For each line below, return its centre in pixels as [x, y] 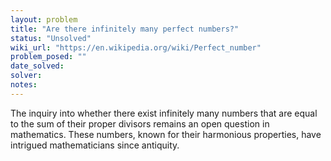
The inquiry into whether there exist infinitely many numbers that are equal [164, 113]
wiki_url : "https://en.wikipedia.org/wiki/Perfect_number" [136, 47]
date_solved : [37, 66]
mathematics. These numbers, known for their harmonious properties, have [166, 134]
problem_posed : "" [48, 57]
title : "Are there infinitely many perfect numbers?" [125, 29]
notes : [24, 85]
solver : [26, 76]
